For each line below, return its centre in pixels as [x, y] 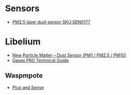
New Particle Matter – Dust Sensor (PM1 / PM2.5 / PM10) [69, 55]
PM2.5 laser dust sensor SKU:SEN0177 [51, 22]
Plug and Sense [28, 87]
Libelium [23, 42]
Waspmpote [24, 76]
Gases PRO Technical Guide [40, 60]
